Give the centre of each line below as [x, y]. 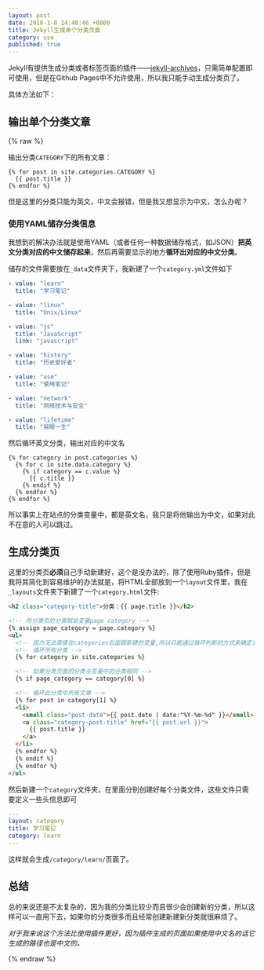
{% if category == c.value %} [72, 472]
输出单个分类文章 [49, 121]
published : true [34, 45]
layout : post [29, 15]
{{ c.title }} [52, 479]
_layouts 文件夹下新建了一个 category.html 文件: [84, 592]
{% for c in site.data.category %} [73, 465]
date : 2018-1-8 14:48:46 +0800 [59, 23]
